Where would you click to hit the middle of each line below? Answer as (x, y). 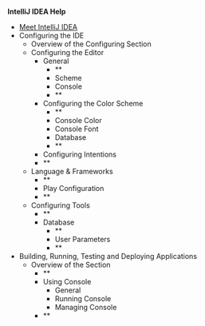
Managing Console (86, 307)
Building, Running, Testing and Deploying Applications (108, 256)
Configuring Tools (61, 205)
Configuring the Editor (67, 52)
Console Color (79, 120)
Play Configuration (73, 188)
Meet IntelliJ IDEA (48, 27)
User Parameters (83, 239)
